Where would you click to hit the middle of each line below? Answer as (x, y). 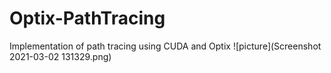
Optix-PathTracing (87, 18)
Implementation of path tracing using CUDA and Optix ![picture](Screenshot (165, 46)
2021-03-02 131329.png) (60, 56)
